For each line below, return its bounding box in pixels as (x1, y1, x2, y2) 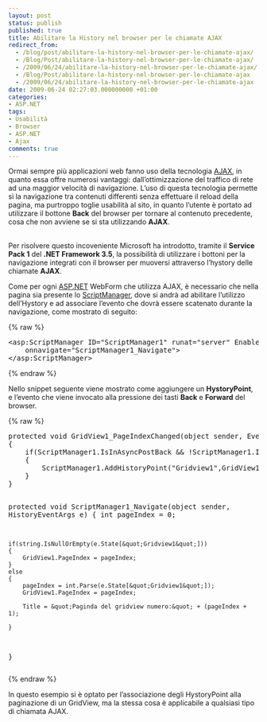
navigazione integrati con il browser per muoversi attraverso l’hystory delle (8, 258, 253, 267)
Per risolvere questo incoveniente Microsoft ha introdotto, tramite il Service (8, 241, 255, 250)
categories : (8, 93, 48, 101)
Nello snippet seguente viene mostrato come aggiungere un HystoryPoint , (8, 384, 253, 394)
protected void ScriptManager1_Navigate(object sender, (8, 503, 230, 511)
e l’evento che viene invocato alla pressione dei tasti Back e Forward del (8, 393, 246, 402)
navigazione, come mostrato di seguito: (8, 307, 137, 316)
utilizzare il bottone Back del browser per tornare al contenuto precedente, (8, 208, 253, 219)
